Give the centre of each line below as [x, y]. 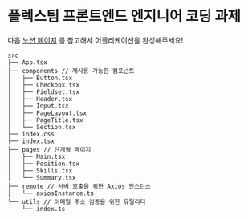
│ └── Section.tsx [42, 127]
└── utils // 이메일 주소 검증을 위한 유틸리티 [77, 201]
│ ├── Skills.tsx [40, 170]
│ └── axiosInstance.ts [51, 193]
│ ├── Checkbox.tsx [44, 85]
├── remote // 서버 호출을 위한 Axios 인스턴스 [79, 186]
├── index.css [31, 134]
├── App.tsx [27, 62]
